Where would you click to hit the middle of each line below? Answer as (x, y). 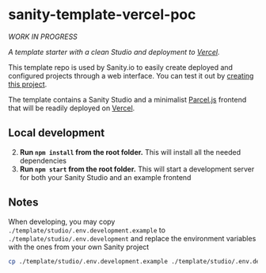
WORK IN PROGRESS (43, 37)
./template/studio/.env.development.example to (87, 230)
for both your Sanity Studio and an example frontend (105, 177)
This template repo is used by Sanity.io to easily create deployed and (121, 67)
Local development (57, 133)
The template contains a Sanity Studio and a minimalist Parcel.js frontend (127, 99)
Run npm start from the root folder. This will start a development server (137, 169)
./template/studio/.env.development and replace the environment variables (132, 238)
